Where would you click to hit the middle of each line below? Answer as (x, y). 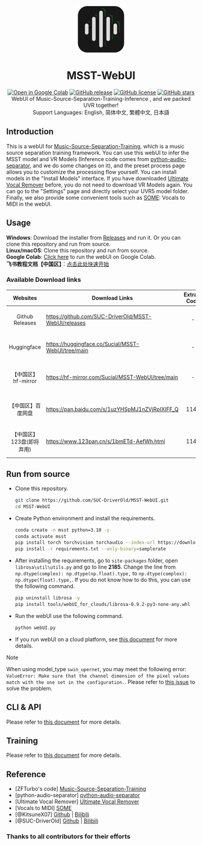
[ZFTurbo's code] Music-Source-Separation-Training (80, 789)
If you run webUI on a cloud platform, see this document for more (96, 639)
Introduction (30, 132)
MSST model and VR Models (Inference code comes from (78, 159)
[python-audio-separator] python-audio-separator (77, 796)
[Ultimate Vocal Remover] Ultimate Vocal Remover (77, 802)
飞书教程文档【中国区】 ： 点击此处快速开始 (58, 264)
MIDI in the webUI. (29, 204)
